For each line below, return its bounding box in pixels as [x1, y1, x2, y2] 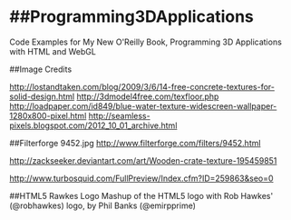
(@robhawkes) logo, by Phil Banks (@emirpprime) [9, 200, 197, 211]
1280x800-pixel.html [9, 110, 87, 121]
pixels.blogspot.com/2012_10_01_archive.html [9, 120, 178, 131]
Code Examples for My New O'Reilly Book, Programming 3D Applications [9, 36, 283, 47]
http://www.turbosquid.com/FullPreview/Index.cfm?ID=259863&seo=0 [9, 173, 274, 184]
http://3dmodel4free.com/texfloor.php [76, 91, 219, 102]
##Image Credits [9, 64, 73, 75]
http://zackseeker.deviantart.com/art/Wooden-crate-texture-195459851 [9, 155, 277, 165]
